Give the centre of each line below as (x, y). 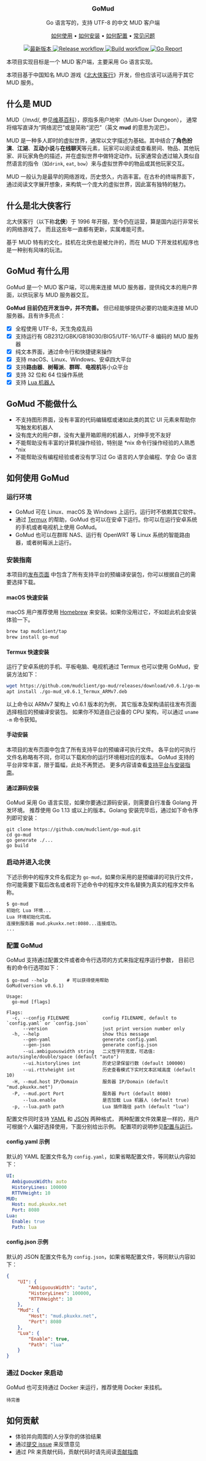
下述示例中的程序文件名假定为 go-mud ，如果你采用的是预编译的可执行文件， (101, 877)
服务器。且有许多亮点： (36, 315)
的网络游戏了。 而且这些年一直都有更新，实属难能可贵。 (77, 229)
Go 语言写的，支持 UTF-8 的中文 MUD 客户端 (103, 23)
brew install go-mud (33, 637)
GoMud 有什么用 (38, 271)
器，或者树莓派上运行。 (45, 542)
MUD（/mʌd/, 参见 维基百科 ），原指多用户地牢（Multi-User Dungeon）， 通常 (102, 120)
